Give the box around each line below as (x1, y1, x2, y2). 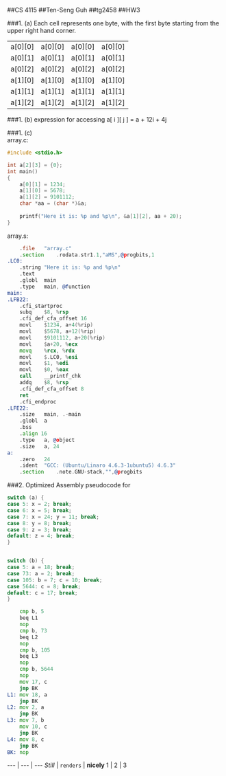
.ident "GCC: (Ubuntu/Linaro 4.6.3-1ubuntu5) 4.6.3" (19, 462, 176, 469)
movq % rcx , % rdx (19, 347, 75, 354)
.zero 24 (19, 456, 51, 463)
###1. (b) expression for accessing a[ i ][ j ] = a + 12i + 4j (7, 115, 167, 123)
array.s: (7, 232, 29, 240)
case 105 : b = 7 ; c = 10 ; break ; (7, 577, 103, 584)
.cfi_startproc (19, 302, 63, 309)
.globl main (19, 277, 57, 284)
